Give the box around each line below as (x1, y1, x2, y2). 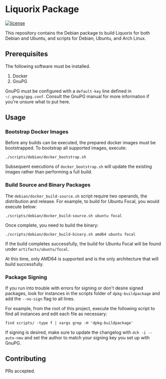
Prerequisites (5, 50, 48, 58)
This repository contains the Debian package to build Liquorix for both (5, 30, 150, 36)
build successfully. (5, 261, 44, 267)
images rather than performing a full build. (5, 169, 93, 175)
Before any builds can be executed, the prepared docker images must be (5, 140, 156, 146)
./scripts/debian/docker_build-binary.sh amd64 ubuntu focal (5, 232, 136, 237)
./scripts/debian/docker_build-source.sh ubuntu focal (5, 213, 122, 218)
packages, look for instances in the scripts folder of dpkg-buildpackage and (5, 291, 160, 297)
